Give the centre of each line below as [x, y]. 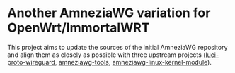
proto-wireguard [31, 62]
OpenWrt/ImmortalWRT [79, 28]
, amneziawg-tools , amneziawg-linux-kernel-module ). [133, 62]
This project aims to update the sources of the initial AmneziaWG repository [117, 47]
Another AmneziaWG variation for [109, 13]
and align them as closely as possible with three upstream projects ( [107, 55]
